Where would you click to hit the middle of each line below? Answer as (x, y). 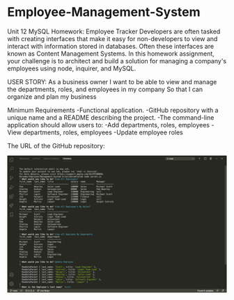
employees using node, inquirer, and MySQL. (72, 68)
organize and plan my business (52, 96)
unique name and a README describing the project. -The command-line (111, 117)
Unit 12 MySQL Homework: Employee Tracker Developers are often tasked (114, 31)
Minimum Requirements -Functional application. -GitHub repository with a (113, 110)
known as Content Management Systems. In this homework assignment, (111, 54)
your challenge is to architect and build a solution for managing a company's (117, 61)
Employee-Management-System (104, 12)
